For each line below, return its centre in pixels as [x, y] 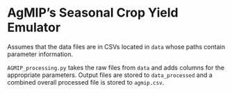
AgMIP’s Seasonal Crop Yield [93, 13]
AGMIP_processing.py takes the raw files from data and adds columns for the [116, 67]
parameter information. [40, 54]
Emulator [34, 27]
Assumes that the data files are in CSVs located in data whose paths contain [116, 46]
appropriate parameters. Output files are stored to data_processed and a [110, 75]
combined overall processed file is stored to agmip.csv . [86, 82]
